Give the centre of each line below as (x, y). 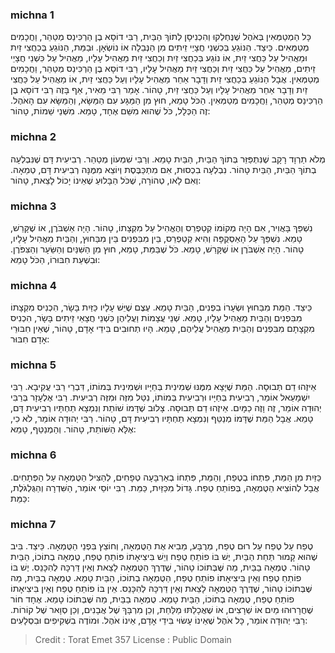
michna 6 (33, 455)
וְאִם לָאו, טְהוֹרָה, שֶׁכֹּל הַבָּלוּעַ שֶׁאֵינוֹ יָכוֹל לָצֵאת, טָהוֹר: (106, 180)
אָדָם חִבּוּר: (30, 339)
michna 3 (33, 206)
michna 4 (33, 285)
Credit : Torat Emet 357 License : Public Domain (133, 640)
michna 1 (32, 15)
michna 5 (33, 365)
